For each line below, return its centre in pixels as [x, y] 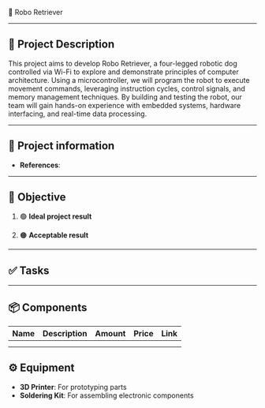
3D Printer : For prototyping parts [73, 387]
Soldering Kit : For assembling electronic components [107, 395]
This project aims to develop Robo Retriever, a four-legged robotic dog [123, 63]
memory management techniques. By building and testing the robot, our [125, 97]
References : [40, 165]
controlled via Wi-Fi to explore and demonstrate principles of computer [123, 72]
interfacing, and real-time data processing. [78, 114]
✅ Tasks [29, 270]
